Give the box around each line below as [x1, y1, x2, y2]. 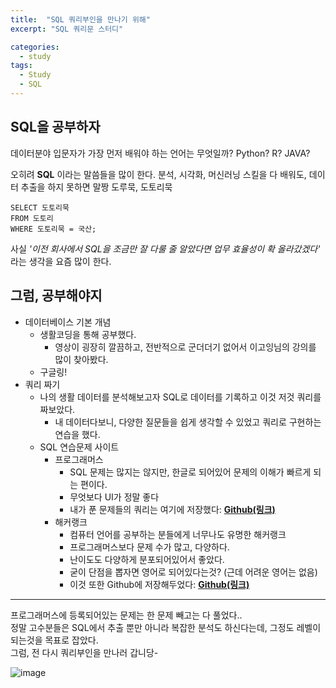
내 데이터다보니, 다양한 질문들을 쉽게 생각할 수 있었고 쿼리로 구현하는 [54, 416, 322, 428]
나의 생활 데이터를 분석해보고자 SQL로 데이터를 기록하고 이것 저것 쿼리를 [39, 391, 322, 403]
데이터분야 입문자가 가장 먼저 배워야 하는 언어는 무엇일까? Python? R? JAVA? [10, 147, 311, 159]
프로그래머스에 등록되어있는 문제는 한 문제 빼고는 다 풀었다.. [10, 609, 243, 621]
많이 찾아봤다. [54, 353, 109, 365]
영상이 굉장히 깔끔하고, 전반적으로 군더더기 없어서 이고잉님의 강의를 [54, 341, 317, 353]
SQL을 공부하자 [10, 119, 101, 136]
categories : [10, 42, 60, 52]
